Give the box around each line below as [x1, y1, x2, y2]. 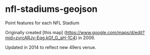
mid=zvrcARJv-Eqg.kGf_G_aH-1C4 [5, 35, 76, 41]
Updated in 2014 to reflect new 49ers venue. [5, 44, 97, 50]
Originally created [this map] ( [5, 29, 66, 35]
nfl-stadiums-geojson [5, 3, 98, 15]
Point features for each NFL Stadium [5, 20, 80, 26]
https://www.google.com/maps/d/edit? [65, 29, 145, 35]
